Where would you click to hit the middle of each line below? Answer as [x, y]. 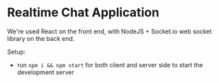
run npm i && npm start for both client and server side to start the [110, 65]
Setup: [16, 52]
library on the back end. [41, 38]
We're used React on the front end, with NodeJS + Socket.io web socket [109, 31]
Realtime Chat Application [83, 13]
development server [45, 72]
